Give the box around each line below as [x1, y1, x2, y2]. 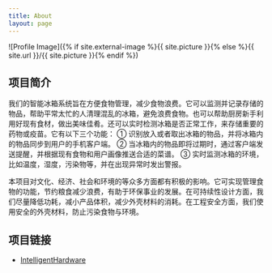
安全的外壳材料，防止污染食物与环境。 [15, 207, 143, 217]
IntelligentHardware [19, 255, 87, 265]
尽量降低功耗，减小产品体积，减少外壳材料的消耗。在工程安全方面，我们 [15, 197, 257, 207]
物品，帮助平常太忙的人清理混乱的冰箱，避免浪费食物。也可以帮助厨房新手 [8, 109, 257, 118]
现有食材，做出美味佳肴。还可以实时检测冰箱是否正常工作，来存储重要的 [22, 119, 264, 129]
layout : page [8, 19, 53, 28]
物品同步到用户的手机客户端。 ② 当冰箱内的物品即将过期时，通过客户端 [15, 139, 257, 149]
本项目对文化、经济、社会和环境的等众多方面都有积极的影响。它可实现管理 [8, 177, 257, 186]
